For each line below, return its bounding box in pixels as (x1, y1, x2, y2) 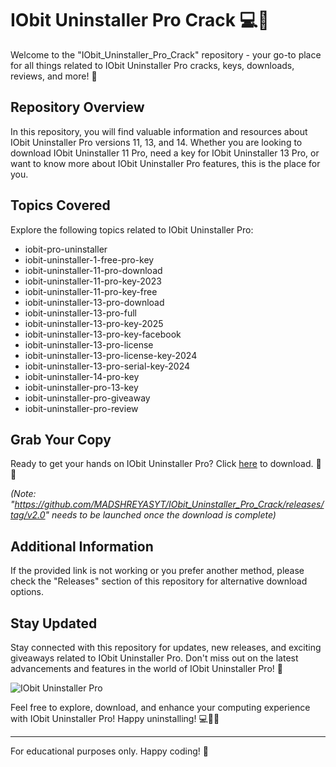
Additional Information (10, 538, 154, 555)
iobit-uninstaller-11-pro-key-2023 (24, 275, 162, 287)
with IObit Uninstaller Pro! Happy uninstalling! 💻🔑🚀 (10, 713, 220, 724)
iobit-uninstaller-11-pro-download (24, 264, 163, 276)
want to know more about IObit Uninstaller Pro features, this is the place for (10, 157, 321, 169)
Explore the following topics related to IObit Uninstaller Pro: (10, 223, 254, 236)
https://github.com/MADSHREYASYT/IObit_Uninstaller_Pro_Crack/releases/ (14, 498, 325, 511)
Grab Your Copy (10, 431, 112, 448)
